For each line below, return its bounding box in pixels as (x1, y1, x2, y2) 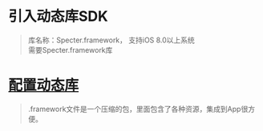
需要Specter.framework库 (27, 45, 113, 54)
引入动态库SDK (8, 7, 108, 26)
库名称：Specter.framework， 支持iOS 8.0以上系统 (27, 35, 195, 45)
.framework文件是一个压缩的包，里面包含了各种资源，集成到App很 (27, 104, 249, 113)
